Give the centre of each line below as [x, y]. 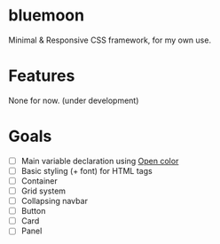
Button [33, 211]
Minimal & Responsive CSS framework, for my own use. [110, 40]
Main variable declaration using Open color [100, 161]
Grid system [43, 191]
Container [39, 181]
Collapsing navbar [54, 201]
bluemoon [47, 16]
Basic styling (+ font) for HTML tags [86, 170]
